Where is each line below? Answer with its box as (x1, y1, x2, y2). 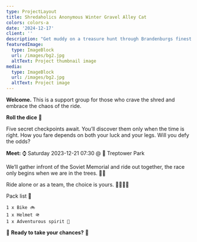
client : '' (6, 31, 33, 37)
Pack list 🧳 (6, 192, 32, 200)
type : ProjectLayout (6, 8, 57, 15)
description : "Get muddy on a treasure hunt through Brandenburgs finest (6, 36, 192, 42)
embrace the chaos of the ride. (6, 103, 82, 109)
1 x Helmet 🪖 (6, 212, 40, 218)
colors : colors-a (6, 19, 49, 25)
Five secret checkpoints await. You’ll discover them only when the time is (6, 125, 185, 132)
